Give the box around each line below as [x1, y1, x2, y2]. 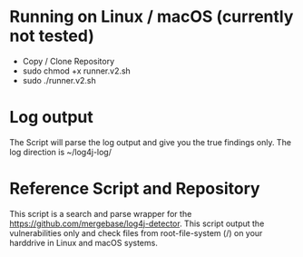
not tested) [9, 25, 95, 46]
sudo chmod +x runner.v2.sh [22, 65, 132, 76]
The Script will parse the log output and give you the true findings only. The [9, 136, 292, 147]
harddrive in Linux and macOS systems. [9, 237, 159, 248]
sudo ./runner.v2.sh [22, 74, 97, 85]
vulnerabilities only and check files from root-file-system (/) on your [9, 227, 263, 238]
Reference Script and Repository [9, 179, 260, 199]
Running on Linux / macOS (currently [9, 6, 294, 27]
